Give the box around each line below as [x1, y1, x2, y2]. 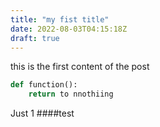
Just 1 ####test [10, 107, 75, 120]
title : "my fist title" [10, 14, 110, 25]
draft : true [10, 33, 60, 43]
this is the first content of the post [10, 61, 150, 73]
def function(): [10, 80, 78, 90]
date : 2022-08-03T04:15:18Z [10, 24, 128, 34]
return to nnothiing [28, 89, 114, 100]
